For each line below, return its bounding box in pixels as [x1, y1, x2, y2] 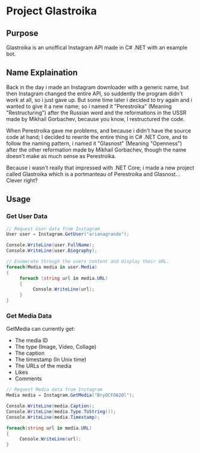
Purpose [6, 28, 39, 38]
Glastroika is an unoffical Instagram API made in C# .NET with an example [6, 44, 188, 51]
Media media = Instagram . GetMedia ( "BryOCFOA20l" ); [6, 392, 135, 398]
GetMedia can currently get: [6, 325, 76, 333]
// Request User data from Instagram [6, 226, 100, 232]
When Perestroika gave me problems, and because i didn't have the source [6, 127, 191, 134]
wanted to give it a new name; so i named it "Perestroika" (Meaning [6, 102, 172, 110]
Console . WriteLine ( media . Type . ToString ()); [6, 409, 116, 415]
